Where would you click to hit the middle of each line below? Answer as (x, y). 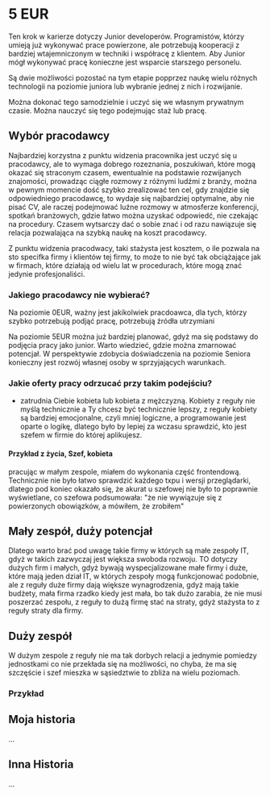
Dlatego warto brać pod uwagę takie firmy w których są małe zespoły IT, (129, 550)
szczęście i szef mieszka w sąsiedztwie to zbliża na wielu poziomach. (124, 673)
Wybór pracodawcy (59, 136)
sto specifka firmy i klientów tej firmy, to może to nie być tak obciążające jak (135, 257)
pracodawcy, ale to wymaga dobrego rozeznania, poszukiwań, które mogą (132, 164)
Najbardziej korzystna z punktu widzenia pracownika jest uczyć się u (123, 155)
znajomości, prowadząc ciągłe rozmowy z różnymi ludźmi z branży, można (133, 181)
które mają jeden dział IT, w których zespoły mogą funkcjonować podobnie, (134, 576)
